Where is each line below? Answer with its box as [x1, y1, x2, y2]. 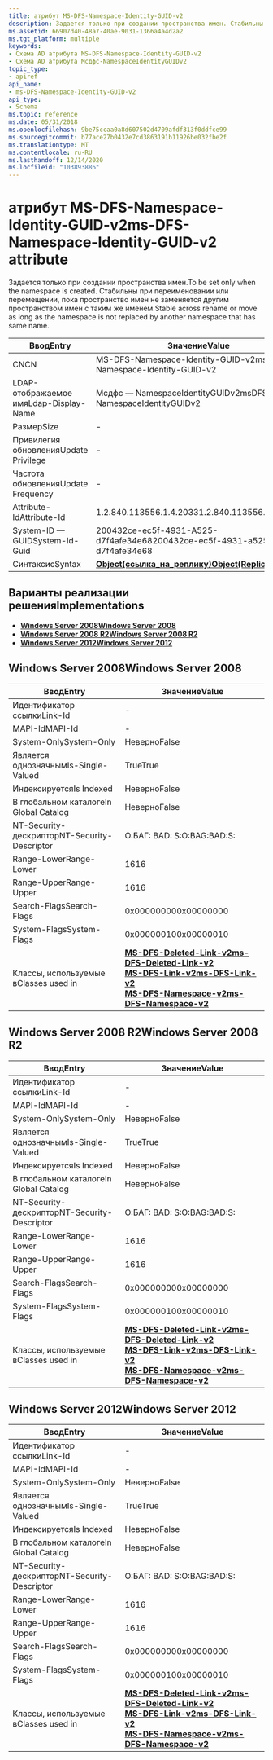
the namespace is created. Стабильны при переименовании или [8, 286, 229, 296]
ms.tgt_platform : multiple [8, 34, 100, 43]
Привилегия [12, 434, 61, 446]
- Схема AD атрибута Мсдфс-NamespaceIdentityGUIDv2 [8, 58, 187, 66]
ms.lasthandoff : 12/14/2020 [8, 156, 104, 164]
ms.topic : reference [8, 111, 79, 119]
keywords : [8, 42, 42, 51]
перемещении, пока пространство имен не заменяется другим [8, 295, 229, 305]
